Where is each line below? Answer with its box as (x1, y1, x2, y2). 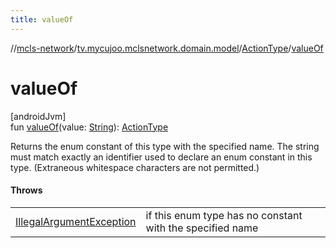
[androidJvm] (10, 110, 67, 122)
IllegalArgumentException (15, 214, 137, 228)
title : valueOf (10, 14, 74, 25)
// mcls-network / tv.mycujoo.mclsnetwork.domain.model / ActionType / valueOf (10, 42, 324, 54)
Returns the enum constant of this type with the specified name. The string (10, 140, 320, 152)
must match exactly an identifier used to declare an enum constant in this (10, 151, 313, 163)
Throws (10, 184, 43, 196)
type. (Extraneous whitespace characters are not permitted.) (10, 161, 260, 173)
